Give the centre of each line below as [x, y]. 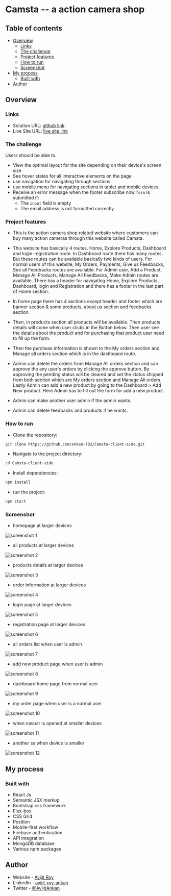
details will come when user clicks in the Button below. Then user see [86, 328]
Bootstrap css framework [39, 806]
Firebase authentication [38, 833]
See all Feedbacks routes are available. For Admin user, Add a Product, [87, 270]
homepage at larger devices [42, 526]
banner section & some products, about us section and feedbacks [82, 307]
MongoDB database [34, 843]
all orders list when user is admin [47, 644]
